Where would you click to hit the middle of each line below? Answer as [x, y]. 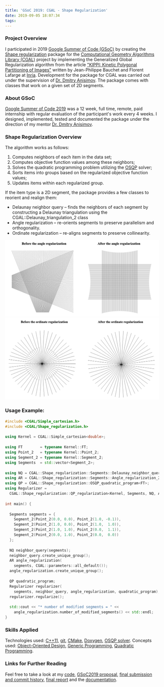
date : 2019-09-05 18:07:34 [32, 15]
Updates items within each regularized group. [58, 183]
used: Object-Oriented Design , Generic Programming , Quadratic [70, 646]
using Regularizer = [26, 488]
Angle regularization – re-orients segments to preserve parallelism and [83, 223]
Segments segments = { [32, 514]
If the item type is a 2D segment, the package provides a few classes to [77, 193]
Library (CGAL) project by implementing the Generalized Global [69, 59]
